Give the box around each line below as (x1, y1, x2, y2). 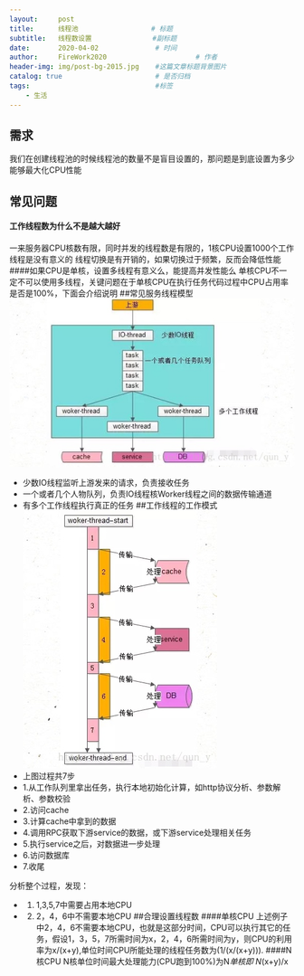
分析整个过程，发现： (9, 880, 89, 891)
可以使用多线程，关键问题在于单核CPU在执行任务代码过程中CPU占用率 (24, 277, 290, 288)
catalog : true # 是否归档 (9, 72, 191, 81)
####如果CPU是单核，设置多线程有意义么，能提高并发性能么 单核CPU (9, 265, 271, 276)
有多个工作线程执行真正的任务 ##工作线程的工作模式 (22, 500, 218, 511)
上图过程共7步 (22, 771, 75, 782)
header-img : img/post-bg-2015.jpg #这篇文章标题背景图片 (9, 62, 227, 71)
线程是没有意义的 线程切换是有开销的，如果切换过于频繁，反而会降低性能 (9, 254, 281, 265)
